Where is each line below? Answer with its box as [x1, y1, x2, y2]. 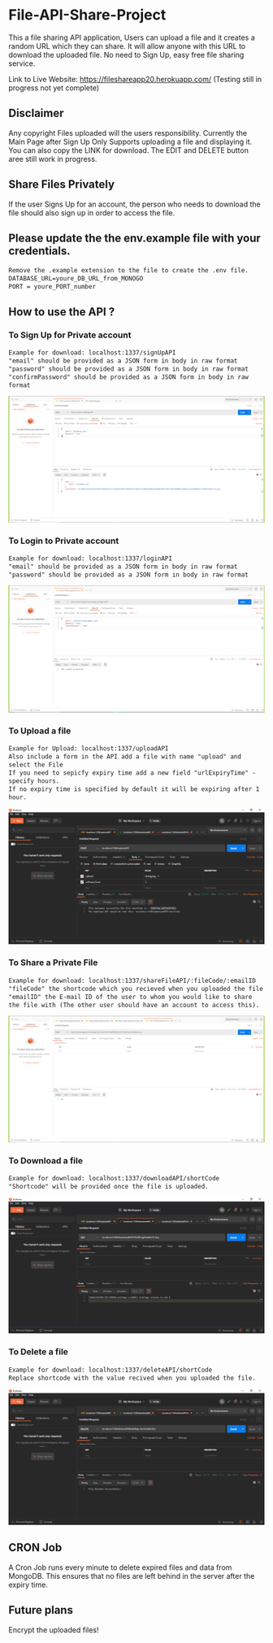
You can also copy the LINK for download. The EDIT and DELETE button [8, 145, 249, 155]
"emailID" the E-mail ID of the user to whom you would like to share [8, 993, 253, 1001]
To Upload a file [8, 725, 71, 737]
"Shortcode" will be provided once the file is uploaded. [8, 1183, 209, 1191]
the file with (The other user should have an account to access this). [8, 1001, 260, 1009]
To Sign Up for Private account [8, 329, 132, 341]
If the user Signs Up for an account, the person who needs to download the [8, 199, 262, 209]
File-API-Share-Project [8, 6, 167, 24]
